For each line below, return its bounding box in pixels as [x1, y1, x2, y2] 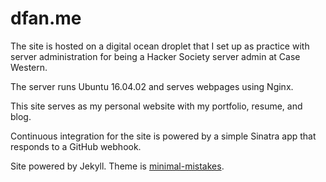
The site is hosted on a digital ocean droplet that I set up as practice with [10, 40, 310, 52]
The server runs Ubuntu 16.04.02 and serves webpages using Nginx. [10, 80, 294, 92]
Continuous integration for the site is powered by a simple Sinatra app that [10, 130, 317, 142]
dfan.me [10, 7, 82, 30]
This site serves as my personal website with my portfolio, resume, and [10, 100, 303, 112]
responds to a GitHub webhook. [10, 140, 142, 152]
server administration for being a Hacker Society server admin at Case [10, 50, 301, 62]
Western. [10, 61, 48, 73]
